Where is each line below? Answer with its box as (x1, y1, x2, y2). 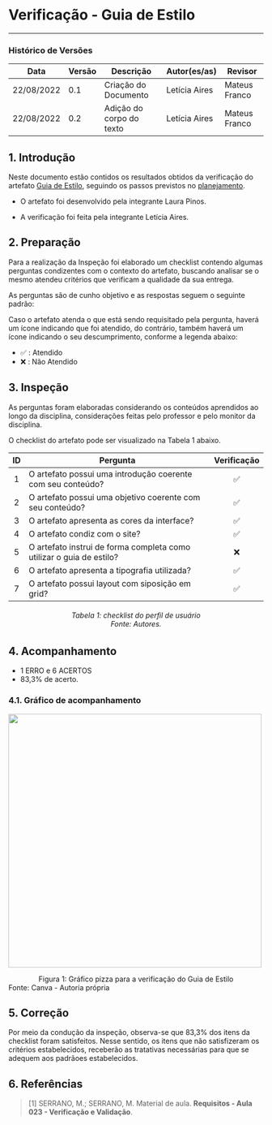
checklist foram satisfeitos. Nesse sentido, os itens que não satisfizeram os (8, 1037, 260, 1046)
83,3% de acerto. (19, 675, 79, 684)
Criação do (104, 80, 147, 91)
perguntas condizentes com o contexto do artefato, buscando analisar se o (8, 265, 259, 275)
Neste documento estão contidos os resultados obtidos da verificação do (8, 172, 253, 182)
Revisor (227, 66, 257, 77)
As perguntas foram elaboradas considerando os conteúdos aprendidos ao (8, 402, 259, 412)
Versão (68, 66, 97, 77)
